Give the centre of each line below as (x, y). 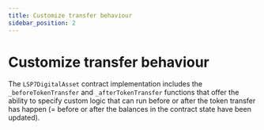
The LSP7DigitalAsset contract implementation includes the (106, 84)
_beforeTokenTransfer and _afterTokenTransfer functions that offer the (124, 93)
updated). (24, 118)
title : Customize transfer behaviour (70, 15)
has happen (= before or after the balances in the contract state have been (130, 109)
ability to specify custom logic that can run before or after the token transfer (132, 101)
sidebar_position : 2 (42, 23)
